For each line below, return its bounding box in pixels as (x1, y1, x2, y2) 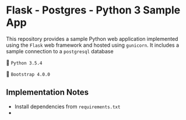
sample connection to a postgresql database (6, 47, 114, 54)
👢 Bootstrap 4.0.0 (6, 70, 51, 77)
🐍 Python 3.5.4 (6, 59, 43, 66)
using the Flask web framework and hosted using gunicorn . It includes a (6, 42, 180, 49)
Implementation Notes (6, 87, 89, 97)
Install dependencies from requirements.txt (14, 103, 121, 110)
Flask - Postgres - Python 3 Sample (6, 4, 181, 17)
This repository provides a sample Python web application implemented (6, 35, 178, 42)
